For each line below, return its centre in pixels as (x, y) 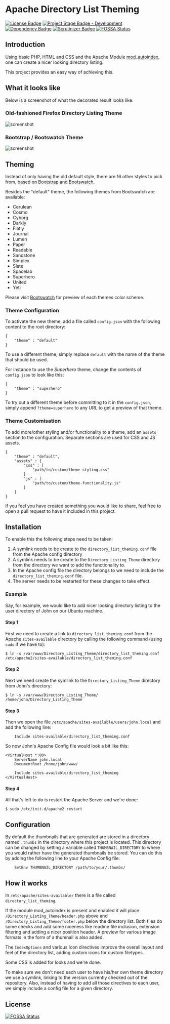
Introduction (25, 45)
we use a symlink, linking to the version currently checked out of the (76, 977)
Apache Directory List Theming (72, 9)
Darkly (19, 223)
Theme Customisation (33, 421)
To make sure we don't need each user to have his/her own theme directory (84, 972)
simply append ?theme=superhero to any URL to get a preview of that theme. (84, 408)
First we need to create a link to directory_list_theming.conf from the (79, 633)
